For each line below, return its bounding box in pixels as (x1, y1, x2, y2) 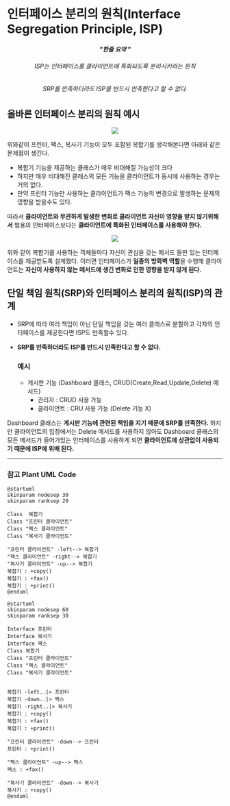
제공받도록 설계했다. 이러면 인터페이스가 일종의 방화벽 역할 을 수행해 (25, 257, 204, 265)
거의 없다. (16, 181, 43, 189)
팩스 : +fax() (7, 766, 44, 773)
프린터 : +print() (7, 746, 55, 753)
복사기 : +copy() (7, 787, 53, 794)
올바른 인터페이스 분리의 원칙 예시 (7, 108, 140, 120)
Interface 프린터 (7, 626, 53, 633)
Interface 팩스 (7, 640, 48, 648)
